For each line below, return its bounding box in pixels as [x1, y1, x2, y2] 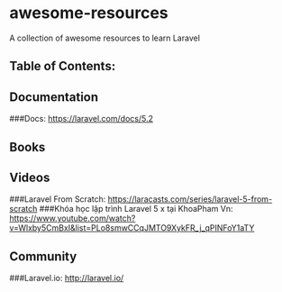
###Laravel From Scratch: [9, 194, 106, 205]
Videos [9, 169, 50, 185]
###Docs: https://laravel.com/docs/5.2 [9, 114, 153, 124]
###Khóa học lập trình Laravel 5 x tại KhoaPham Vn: [39, 204, 233, 214]
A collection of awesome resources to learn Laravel [9, 32, 201, 43]
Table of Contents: [9, 59, 116, 74]
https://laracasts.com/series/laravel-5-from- [107, 194, 273, 205]
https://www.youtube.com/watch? [9, 213, 136, 224]
